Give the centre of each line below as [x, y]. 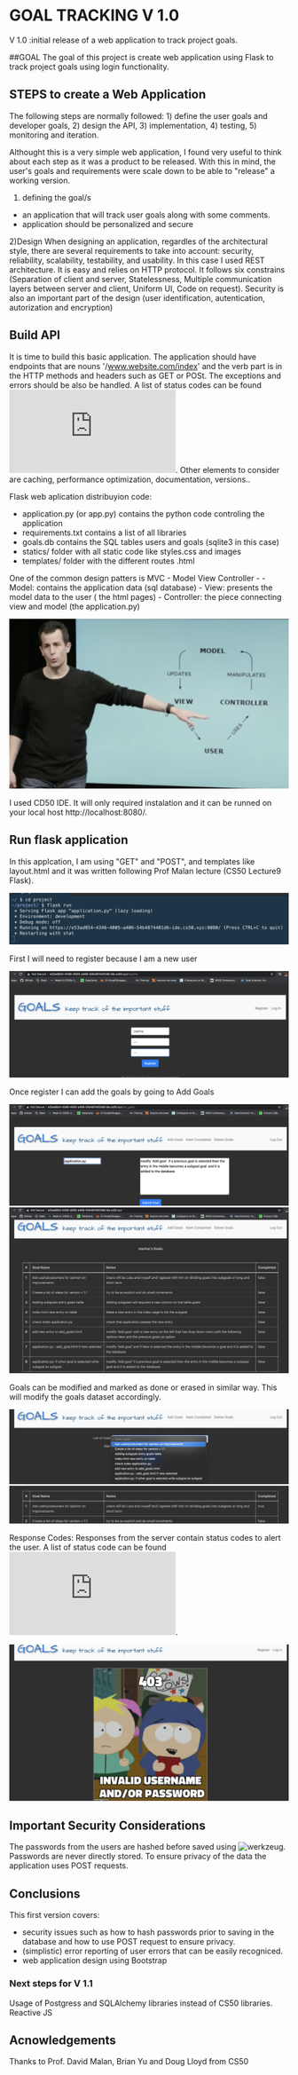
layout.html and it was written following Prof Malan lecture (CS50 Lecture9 [145, 871]
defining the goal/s [56, 197]
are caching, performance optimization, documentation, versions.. [130, 479]
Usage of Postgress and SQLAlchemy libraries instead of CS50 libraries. [141, 2003]
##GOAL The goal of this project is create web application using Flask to [141, 57]
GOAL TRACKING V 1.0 [94, 16]
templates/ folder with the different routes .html [108, 561]
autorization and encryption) [61, 307]
